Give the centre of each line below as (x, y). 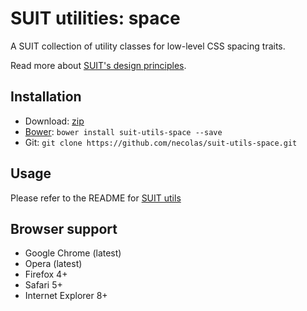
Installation (46, 97)
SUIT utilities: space (95, 18)
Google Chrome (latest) (73, 253)
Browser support (64, 228)
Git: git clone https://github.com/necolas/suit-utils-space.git (161, 142)
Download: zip (54, 121)
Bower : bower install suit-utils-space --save (123, 131)
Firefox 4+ (46, 274)
